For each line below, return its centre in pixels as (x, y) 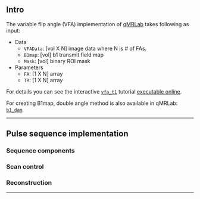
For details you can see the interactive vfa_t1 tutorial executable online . (94, 91)
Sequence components (41, 151)
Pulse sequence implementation (67, 134)
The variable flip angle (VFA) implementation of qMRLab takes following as (98, 24)
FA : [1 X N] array (43, 73)
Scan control (25, 167)
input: (13, 30)
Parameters (29, 67)
